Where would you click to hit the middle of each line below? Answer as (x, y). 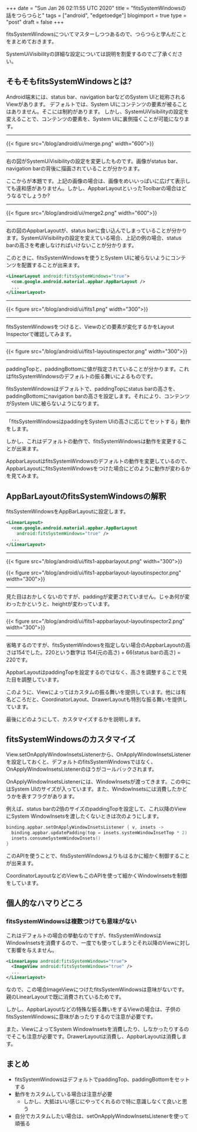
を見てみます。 (24, 476)
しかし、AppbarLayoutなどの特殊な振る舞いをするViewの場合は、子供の (93, 1009)
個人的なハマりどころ (45, 903)
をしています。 (24, 883)
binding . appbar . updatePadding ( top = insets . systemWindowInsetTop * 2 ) (99, 833)
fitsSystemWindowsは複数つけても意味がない (71, 922)
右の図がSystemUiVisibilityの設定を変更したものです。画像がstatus (86, 161)
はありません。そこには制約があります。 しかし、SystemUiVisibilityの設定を (98, 111)
